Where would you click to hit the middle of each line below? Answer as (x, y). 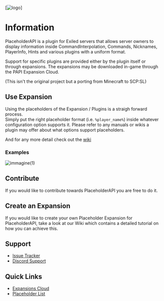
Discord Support (29, 261)
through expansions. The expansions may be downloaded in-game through (82, 66)
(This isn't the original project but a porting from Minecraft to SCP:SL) (76, 81)
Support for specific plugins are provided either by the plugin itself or (76, 61)
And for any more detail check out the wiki (48, 139)
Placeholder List (29, 294)
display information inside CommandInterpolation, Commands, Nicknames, (81, 46)
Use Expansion (29, 97)
